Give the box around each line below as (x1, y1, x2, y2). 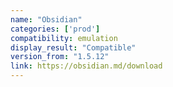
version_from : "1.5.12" (10, 52, 110, 62)
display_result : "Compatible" (10, 42, 137, 53)
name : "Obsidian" (10, 14, 83, 25)
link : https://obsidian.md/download (10, 61, 163, 71)
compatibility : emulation (10, 33, 118, 43)
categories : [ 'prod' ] (10, 24, 101, 34)
